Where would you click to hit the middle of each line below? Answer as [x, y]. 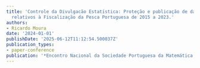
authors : [17, 22]
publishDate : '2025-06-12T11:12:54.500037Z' [62, 39]
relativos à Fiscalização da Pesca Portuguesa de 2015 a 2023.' [93, 17]
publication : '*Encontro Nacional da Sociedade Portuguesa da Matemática [100, 56]
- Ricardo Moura [26, 28]
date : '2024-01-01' [30, 34]
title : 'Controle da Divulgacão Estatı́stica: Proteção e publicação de [97, 12]
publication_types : [30, 45]
